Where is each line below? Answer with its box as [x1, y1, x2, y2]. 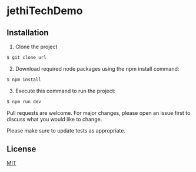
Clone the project [15, 43, 58, 50]
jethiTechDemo [6, 4, 83, 18]
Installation [6, 28, 49, 38]
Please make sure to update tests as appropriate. [6, 127, 126, 134]
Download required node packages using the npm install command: [15, 65, 180, 72]
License [6, 144, 36, 154]
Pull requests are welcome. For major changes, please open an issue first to [6, 109, 191, 116]
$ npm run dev [6, 98, 42, 104]
